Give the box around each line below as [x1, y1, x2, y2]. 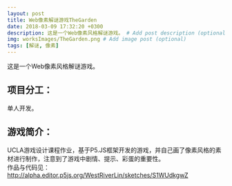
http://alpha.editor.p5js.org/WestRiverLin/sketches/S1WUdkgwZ [7, 171, 188, 179]
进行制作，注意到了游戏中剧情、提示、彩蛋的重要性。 [12, 154, 164, 162]
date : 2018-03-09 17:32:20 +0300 [7, 23, 104, 30]
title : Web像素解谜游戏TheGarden [7, 17, 97, 24]
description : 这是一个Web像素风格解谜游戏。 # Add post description [7, 29, 195, 37]
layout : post [7, 10, 45, 17]
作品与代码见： [7, 163, 50, 171]
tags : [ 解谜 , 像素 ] [7, 42, 59, 49]
